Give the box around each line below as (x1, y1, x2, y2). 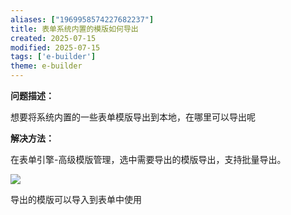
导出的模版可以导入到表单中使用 (10, 194, 142, 205)
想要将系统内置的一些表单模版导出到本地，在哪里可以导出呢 (10, 111, 256, 123)
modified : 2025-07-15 (10, 42, 101, 53)
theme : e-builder (10, 61, 83, 71)
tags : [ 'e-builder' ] (10, 52, 97, 62)
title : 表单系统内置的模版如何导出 (10, 24, 139, 34)
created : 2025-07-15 (10, 33, 97, 43)
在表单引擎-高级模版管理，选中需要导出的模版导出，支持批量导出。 (10, 154, 287, 165)
